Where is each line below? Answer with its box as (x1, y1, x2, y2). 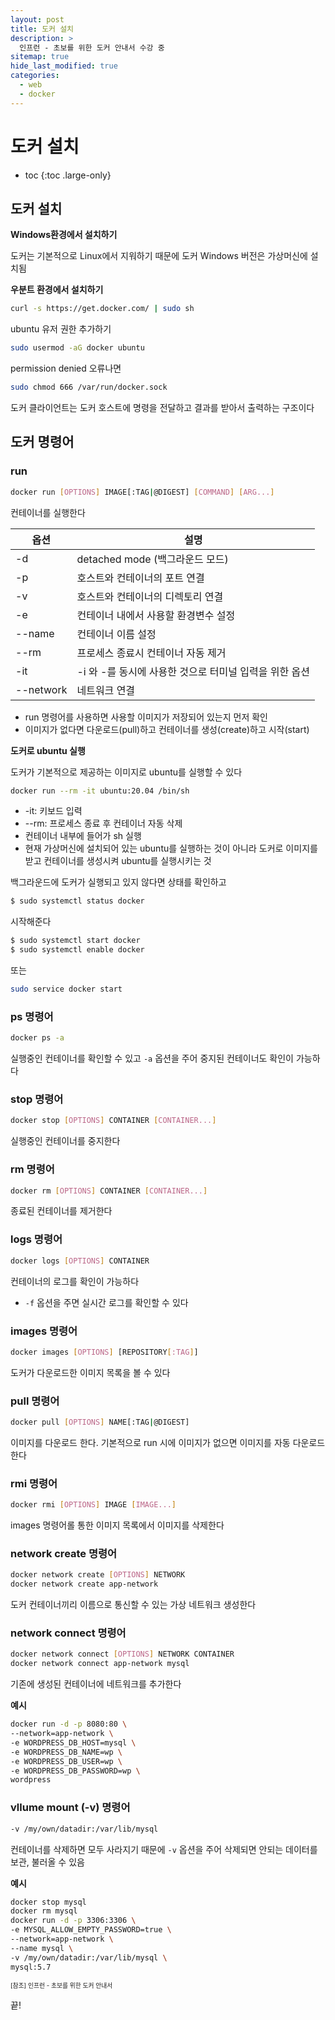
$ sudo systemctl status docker (10, 896, 145, 906)
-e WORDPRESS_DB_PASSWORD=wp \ (10, 1766, 141, 1776)
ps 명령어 (10, 1009, 54, 1023)
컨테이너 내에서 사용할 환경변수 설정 (76, 608, 236, 622)
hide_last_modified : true (10, 61, 118, 71)
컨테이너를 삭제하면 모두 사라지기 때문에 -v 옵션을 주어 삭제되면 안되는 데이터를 (10, 1843, 318, 1855)
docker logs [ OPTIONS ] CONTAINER (10, 1256, 150, 1266)
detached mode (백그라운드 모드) (76, 552, 229, 566)
